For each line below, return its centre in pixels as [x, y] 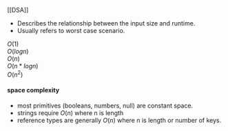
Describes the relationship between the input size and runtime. [106, 23]
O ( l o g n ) [18, 51]
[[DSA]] [18, 10]
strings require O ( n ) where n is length [70, 112]
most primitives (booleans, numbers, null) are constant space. [105, 105]
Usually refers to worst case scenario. [71, 31]
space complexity [33, 90]
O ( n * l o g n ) [23, 66]
